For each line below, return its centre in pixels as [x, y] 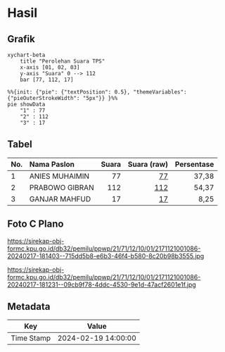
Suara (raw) [148, 164]
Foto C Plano [36, 224]
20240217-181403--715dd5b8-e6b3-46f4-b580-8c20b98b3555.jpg [106, 256]
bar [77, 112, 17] [47, 80]
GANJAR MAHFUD [60, 199]
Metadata [29, 307]
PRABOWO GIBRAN [62, 187]
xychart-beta [26, 55]
